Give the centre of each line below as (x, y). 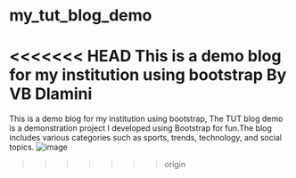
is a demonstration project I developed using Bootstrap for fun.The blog (140, 128)
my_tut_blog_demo (81, 16)
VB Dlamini (51, 94)
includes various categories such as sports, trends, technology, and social (146, 138)
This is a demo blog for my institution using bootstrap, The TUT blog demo (146, 119)
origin (175, 165)
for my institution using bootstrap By (148, 75)
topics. (22, 147)
